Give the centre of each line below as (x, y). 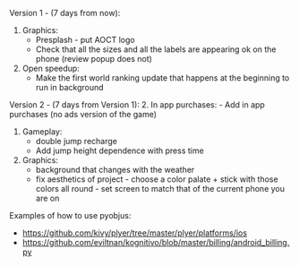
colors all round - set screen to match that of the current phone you (160, 189)
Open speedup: (51, 68)
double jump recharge (77, 141)
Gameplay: (42, 132)
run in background (70, 87)
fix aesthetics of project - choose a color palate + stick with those (157, 179)
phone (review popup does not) (94, 59)
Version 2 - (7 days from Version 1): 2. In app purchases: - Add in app (137, 105)
